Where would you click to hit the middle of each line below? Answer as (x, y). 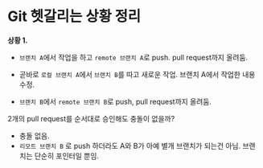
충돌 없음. (34, 135)
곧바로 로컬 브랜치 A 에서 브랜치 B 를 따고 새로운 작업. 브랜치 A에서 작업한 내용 (137, 74)
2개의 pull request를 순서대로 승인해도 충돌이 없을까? (91, 118)
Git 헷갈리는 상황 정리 (74, 16)
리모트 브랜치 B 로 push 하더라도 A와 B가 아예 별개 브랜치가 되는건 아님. (130, 145)
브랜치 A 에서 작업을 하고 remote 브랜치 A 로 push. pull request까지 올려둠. (134, 57)
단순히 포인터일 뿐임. (67, 156)
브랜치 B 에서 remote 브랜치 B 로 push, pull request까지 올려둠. (115, 101)
